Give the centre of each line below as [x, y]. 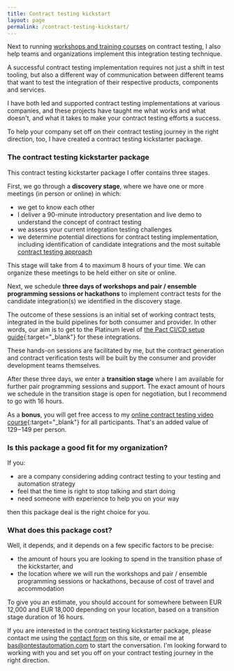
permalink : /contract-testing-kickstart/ [68, 27]
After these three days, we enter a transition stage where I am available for [116, 379]
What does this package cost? [60, 530]
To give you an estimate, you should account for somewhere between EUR [115, 603]
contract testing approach [55, 252]
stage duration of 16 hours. [46, 617]
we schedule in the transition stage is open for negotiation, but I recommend [117, 394]
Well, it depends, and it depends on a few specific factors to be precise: [111, 545]
